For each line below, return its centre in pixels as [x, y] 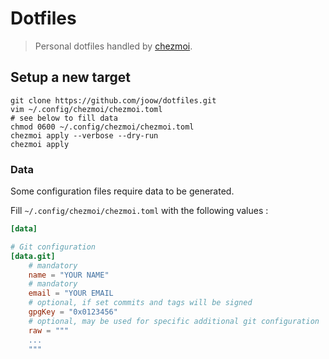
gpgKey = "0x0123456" [73, 312]
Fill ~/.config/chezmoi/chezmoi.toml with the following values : [139, 211]
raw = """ [49, 330]
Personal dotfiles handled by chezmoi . [113, 46]
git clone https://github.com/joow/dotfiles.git [113, 100]
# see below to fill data [64, 118]
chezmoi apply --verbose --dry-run [84, 135]
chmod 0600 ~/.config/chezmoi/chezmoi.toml [102, 127]
